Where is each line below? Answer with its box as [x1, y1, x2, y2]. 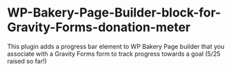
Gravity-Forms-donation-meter [7, 19, 191, 35]
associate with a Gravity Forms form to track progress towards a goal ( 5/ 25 [7, 50, 221, 58]
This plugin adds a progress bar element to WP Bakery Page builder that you [7, 42, 225, 50]
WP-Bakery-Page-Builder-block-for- [7, 5, 221, 21]
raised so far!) [7, 57, 47, 65]
